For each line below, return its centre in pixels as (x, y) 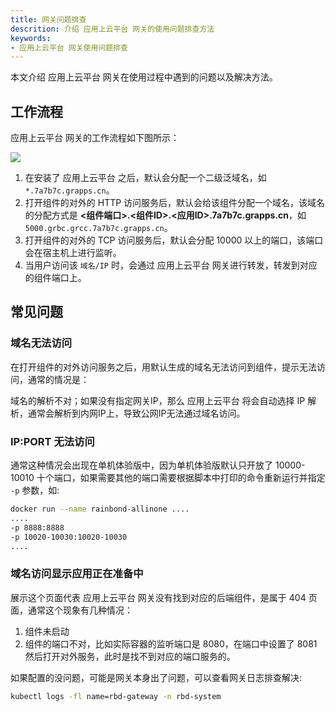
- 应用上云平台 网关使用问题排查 (69, 47)
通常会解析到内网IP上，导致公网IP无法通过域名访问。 (136, 413)
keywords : (31, 38)
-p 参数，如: (35, 490)
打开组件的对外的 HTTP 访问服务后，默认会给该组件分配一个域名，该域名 (175, 203)
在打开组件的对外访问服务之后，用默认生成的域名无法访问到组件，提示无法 (163, 367)
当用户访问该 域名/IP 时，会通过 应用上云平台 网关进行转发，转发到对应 (171, 265)
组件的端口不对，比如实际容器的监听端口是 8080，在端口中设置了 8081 (171, 643)
